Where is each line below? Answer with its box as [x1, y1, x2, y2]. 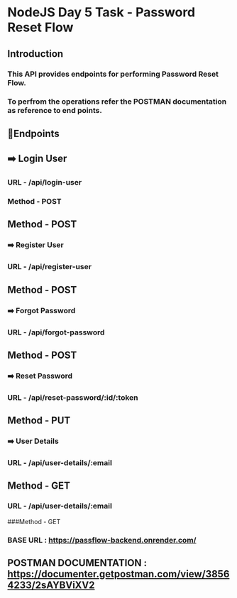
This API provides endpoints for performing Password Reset [7, 69, 219, 79]
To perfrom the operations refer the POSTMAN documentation [7, 97, 227, 107]
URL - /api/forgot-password [7, 327, 105, 337]
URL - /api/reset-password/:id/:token [7, 392, 138, 402]
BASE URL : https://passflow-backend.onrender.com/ [7, 535, 197, 545]
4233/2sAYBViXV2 [7, 579, 95, 591]
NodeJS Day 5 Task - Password [7, 4, 196, 21]
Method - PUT [7, 415, 71, 427]
